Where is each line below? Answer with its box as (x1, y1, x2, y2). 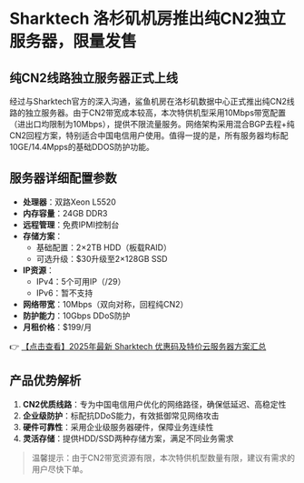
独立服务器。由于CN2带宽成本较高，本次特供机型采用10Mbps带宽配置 (25, 107, 287, 118)
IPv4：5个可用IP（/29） (35, 276, 126, 287)
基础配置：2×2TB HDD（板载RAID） (35, 242, 172, 253)
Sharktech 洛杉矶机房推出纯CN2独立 (9, 8, 286, 29)
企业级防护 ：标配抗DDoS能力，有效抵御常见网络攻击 (22, 410, 220, 421)
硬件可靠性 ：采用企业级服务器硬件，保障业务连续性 (22, 421, 214, 432)
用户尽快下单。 (31, 463, 88, 474)
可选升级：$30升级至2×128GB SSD (35, 253, 168, 264)
